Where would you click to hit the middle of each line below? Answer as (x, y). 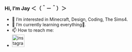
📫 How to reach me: (33, 30)
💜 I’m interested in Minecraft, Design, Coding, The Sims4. (70, 19)
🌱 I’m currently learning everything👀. (49, 25)
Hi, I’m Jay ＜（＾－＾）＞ (36, 8)
